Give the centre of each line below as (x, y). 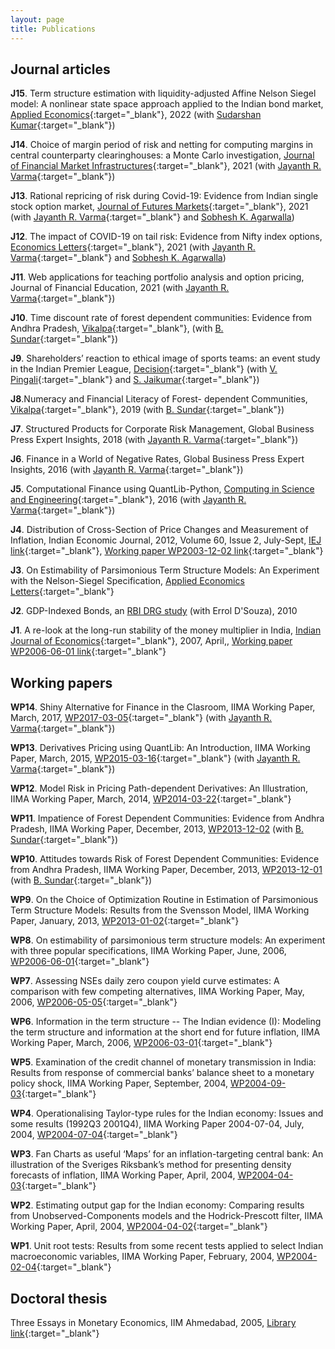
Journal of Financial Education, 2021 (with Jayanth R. (120, 288)
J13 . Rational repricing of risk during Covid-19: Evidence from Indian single (164, 196)
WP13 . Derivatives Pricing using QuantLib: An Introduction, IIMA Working (160, 748)
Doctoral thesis (59, 1298)
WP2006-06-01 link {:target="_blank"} (88, 652)
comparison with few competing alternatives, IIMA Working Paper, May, (157, 992)
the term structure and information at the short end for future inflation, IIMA (165, 1032)
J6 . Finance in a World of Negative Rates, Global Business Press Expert (157, 459)
